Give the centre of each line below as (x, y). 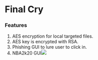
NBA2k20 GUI (27, 53)
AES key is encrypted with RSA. (45, 42)
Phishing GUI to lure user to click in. (50, 47)
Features (16, 25)
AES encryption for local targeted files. (53, 36)
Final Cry (24, 9)
